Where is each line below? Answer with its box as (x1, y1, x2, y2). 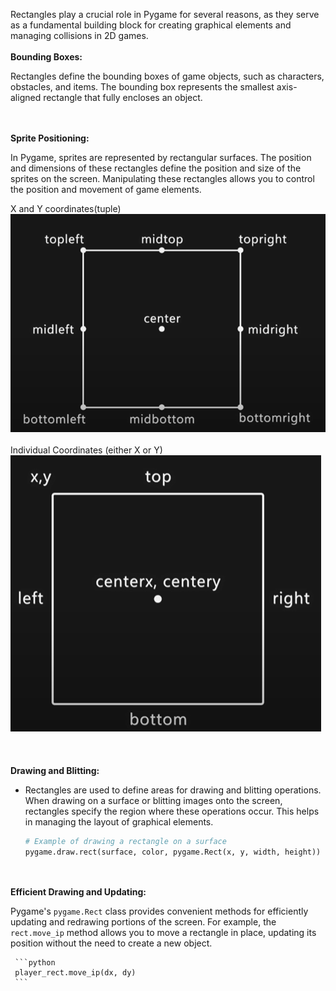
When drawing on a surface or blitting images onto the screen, (24, 794, 283, 806)
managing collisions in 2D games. (10, 30, 149, 41)
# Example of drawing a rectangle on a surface (24, 836, 227, 846)
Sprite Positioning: (10, 132, 90, 144)
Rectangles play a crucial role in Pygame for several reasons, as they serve (10, 9, 320, 20)
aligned (10, 92, 42, 103)
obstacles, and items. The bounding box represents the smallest (10, 81, 275, 93)
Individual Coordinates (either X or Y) (10, 444, 163, 456)
